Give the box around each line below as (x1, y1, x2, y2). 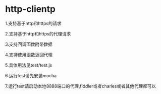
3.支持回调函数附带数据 (5, 41, 53, 47)
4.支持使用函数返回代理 (5, 52, 53, 58)
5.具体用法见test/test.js (5, 62, 52, 68)
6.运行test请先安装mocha (5, 72, 57, 78)
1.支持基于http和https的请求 (5, 20, 62, 26)
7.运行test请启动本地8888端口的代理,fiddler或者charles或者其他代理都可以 (5, 83, 156, 89)
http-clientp (5, 3, 56, 15)
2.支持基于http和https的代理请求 (5, 31, 71, 36)
